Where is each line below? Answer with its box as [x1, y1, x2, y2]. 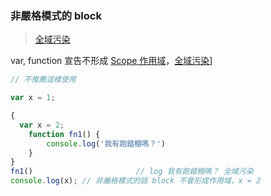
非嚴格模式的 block [10, 8, 102, 22]
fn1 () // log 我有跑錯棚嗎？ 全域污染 [10, 167, 254, 177]
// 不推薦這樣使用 [10, 75, 77, 85]
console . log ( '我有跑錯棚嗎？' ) [46, 138, 166, 149]
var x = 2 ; [19, 120, 65, 130]
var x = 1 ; [10, 93, 56, 103]
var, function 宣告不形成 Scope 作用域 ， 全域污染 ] [10, 55, 213, 67]
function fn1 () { [28, 129, 101, 139]
